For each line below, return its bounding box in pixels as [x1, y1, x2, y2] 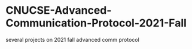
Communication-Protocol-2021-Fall [5, 16, 187, 30]
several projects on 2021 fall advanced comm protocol [5, 36, 140, 43]
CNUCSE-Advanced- [5, 4, 112, 17]
